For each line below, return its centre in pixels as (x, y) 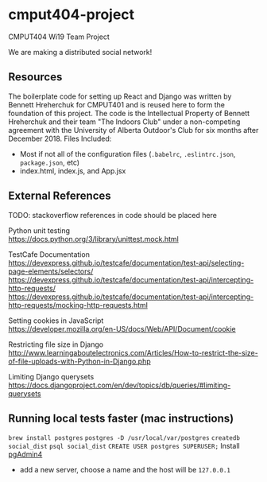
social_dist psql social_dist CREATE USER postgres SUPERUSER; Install (124, 446)
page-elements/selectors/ (51, 271)
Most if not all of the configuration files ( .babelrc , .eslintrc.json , (128, 154)
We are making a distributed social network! (80, 52)
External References (60, 196)
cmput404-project (72, 15)
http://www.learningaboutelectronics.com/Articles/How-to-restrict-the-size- (133, 352)
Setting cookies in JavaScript (56, 321)
